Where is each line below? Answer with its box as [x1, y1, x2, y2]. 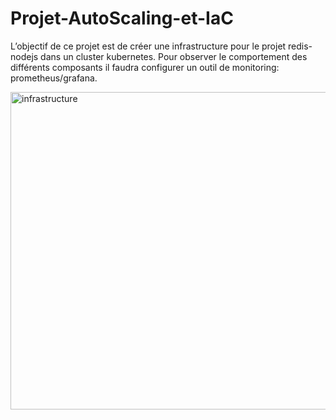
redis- [288, 40, 313, 52]
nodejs [10, 50, 39, 62]
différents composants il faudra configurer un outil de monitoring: [10, 61, 280, 73]
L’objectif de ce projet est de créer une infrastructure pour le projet [10, 40, 287, 52]
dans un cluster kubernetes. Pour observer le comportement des [40, 50, 308, 62]
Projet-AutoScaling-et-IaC [10, 7, 234, 30]
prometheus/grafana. [10, 72, 98, 84]
